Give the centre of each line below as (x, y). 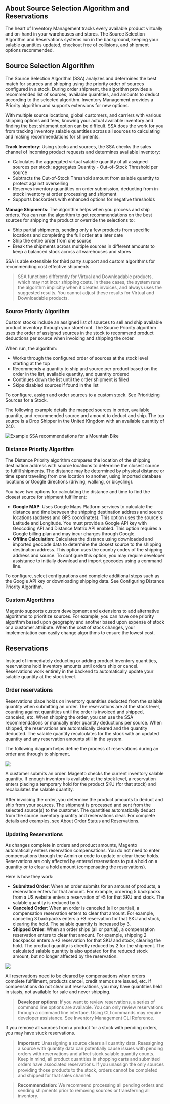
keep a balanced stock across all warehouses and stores (72, 251)
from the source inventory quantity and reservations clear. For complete (80, 815)
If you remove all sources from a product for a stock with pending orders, (81, 1027)
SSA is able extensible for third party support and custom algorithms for (80, 261)
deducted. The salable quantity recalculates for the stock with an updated (82, 733)
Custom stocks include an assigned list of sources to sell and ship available (84, 322)
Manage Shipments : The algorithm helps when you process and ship (78, 209)
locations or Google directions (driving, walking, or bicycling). (69, 482)
